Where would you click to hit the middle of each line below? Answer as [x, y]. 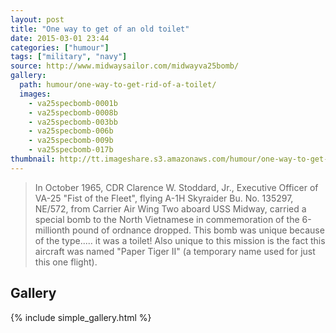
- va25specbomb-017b [71, 150]
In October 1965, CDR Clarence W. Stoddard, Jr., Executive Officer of [176, 187]
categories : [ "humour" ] [60, 47]
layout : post [37, 19]
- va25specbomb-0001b [73, 103]
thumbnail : [33, 159]
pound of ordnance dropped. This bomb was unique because [198, 230]
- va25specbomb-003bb [73, 122]
